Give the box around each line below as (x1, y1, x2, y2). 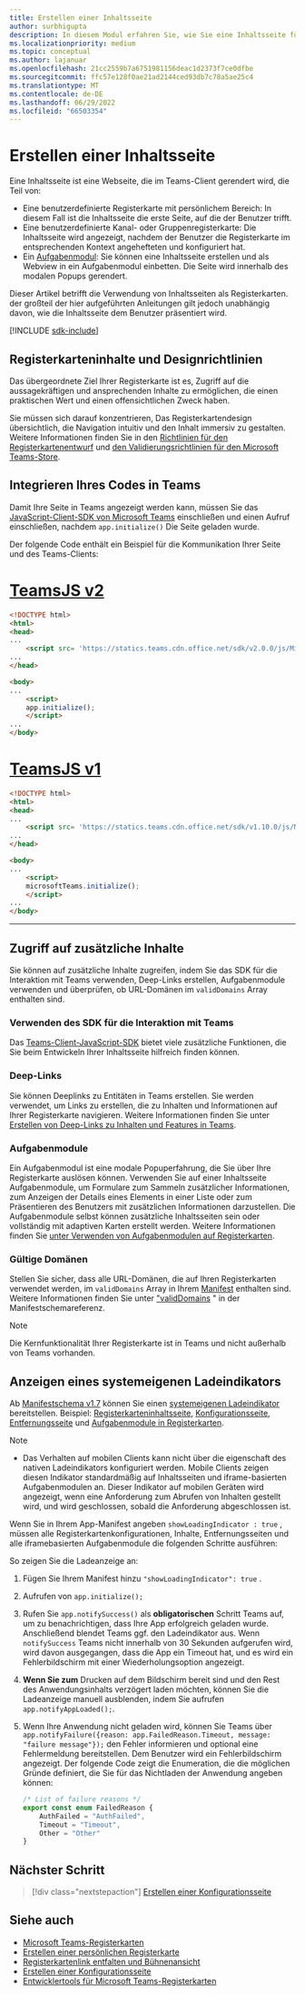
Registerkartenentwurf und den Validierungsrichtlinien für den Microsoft (9, 442, 280, 452)
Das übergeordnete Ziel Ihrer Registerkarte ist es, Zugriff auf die (9, 376, 250, 387)
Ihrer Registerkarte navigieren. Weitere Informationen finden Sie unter (9, 1109, 271, 1120)
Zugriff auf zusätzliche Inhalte (9, 941, 184, 956)
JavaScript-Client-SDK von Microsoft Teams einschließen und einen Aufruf (9, 511, 290, 522)
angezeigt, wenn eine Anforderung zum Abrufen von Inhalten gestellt (22, 1491, 281, 1502)
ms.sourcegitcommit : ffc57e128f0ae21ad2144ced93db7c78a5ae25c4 (9, 73, 254, 82)
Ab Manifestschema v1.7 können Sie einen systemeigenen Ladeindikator (9, 1398, 280, 1408)
